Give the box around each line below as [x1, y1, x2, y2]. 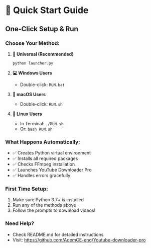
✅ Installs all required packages [12, 155, 78, 161]
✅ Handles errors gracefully [12, 173, 71, 179]
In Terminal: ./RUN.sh [20, 120, 64, 126]
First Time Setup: [5, 186, 49, 193]
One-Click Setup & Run [5, 25, 79, 33]
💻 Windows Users [12, 70, 52, 76]
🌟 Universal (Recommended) [12, 51, 74, 57]
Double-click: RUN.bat [20, 81, 65, 88]
